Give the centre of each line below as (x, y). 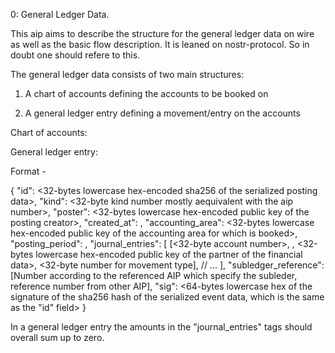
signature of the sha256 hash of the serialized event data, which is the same (167, 297)
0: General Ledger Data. (60, 14)
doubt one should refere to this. (75, 55)
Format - (28, 171)
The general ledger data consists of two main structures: (127, 74)
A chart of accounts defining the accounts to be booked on (146, 93)
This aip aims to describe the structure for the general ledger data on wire (162, 33)
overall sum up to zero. (57, 337)
